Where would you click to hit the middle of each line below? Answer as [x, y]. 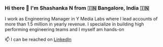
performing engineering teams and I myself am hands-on [64, 29]
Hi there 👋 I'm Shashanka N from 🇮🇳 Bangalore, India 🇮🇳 [77, 8]
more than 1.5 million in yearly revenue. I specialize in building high [74, 24]
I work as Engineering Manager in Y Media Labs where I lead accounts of [81, 19]
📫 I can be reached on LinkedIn [38, 39]
